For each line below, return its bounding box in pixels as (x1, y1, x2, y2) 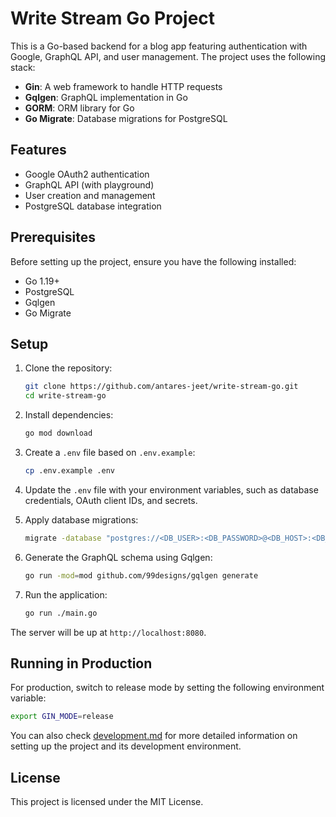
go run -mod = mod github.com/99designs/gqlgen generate (24, 570, 259, 581)
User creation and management (24, 189, 156, 201)
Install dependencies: (24, 409, 114, 421)
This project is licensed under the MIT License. (10, 796, 204, 807)
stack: (10, 61, 36, 73)
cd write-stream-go (24, 391, 107, 401)
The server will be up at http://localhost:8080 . (10, 626, 207, 638)
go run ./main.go (24, 608, 98, 618)
